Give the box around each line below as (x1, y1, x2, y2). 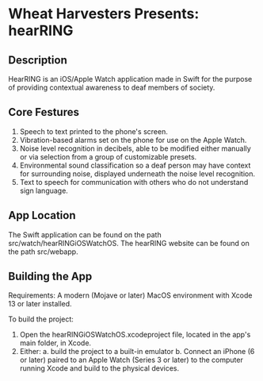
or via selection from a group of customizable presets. (19, 152, 197, 161)
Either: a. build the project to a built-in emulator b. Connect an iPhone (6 (19, 347, 255, 356)
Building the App (8, 270, 93, 283)
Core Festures (8, 106, 80, 119)
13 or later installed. (8, 299, 73, 309)
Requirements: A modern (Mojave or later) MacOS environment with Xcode (8, 291, 253, 300)
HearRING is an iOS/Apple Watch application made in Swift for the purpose (8, 75, 253, 83)
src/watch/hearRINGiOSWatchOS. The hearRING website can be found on (8, 238, 250, 248)
